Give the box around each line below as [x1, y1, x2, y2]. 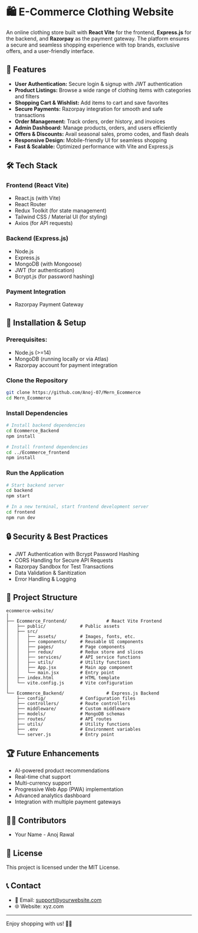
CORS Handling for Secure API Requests [14, 557, 113, 564]
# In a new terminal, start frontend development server [6, 504, 149, 510]
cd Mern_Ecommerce [6, 395, 51, 401]
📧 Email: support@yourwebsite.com [14, 896, 102, 904]
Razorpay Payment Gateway [14, 301, 84, 308]
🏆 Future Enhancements [6, 748, 100, 758]
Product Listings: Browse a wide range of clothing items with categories [14, 87, 192, 94]
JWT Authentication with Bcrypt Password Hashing [14, 550, 140, 557]
